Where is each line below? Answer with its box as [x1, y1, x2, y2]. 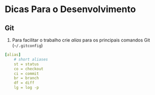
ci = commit [14, 71, 39, 76]
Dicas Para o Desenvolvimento [5, 4, 136, 15]
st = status [14, 62, 39, 67]
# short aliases [14, 57, 49, 62]
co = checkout [14, 66, 44, 71]
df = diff [14, 80, 35, 85]
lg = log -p [14, 85, 39, 90]
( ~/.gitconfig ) [12, 42, 43, 49]
